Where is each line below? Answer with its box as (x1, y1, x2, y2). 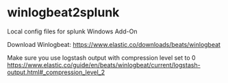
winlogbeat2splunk (7, 5, 120, 20)
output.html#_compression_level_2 (7, 68, 105, 76)
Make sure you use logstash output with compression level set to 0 (7, 53, 197, 62)
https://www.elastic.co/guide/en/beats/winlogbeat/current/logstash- (7, 61, 201, 69)
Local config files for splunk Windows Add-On (7, 27, 138, 35)
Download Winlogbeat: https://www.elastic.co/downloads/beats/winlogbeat (7, 40, 221, 48)
